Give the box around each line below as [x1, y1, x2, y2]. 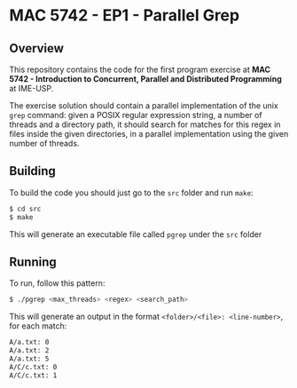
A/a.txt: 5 [9, 354, 50, 363]
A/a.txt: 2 [9, 346, 50, 355]
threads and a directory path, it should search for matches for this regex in [9, 119, 281, 130]
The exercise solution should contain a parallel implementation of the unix [9, 100, 279, 111]
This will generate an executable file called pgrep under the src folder [9, 228, 262, 240]
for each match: [9, 321, 67, 331]
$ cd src [9, 204, 42, 213]
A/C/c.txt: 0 [9, 362, 58, 371]
